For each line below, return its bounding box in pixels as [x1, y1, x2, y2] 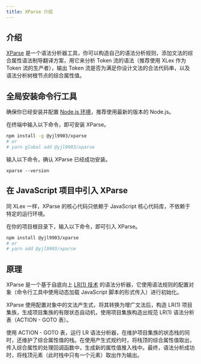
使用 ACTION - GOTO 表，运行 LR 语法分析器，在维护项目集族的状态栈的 [6, 329, 185, 336]
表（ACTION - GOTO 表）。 [6, 316, 72, 324]
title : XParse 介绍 [6, 8, 53, 15]
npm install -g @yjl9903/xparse [6, 133, 87, 139]
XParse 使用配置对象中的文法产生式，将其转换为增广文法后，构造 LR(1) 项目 [6, 301, 193, 309]
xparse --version [6, 167, 50, 174]
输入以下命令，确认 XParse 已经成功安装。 [6, 155, 111, 163]
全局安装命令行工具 [6, 91, 77, 101]
